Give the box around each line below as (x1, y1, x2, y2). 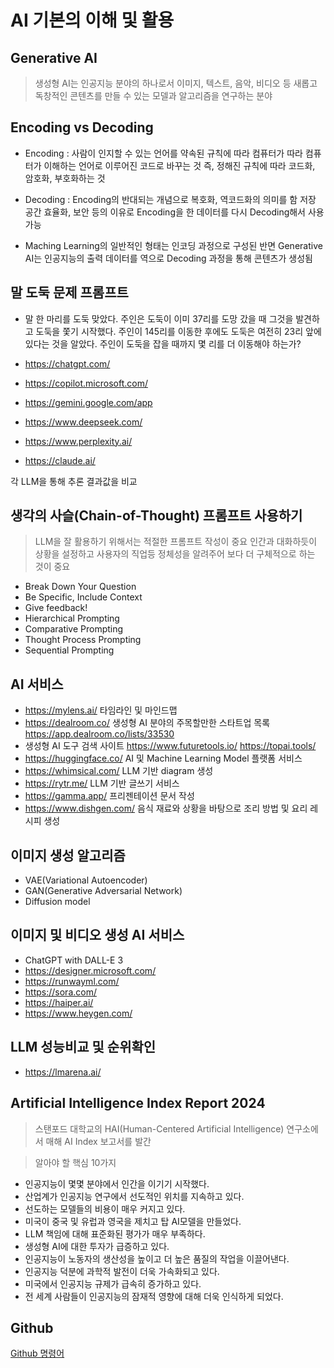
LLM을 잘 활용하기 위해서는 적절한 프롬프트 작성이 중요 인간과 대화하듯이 (34, 536, 318, 548)
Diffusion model (24, 896, 91, 908)
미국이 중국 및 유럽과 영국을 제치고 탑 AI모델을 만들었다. (24, 1215, 242, 1227)
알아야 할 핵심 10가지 (34, 1156, 117, 1168)
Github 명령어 (10, 1347, 65, 1360)
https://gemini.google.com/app (24, 396, 153, 408)
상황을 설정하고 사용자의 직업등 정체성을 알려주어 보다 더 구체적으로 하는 (34, 548, 316, 560)
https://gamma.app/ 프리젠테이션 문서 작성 (24, 790, 195, 802)
